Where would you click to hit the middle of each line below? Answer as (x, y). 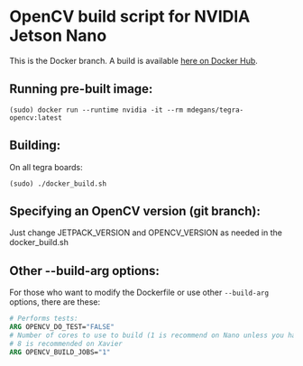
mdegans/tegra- (215, 110)
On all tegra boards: (46, 167)
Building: (35, 146)
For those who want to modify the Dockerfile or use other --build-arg (139, 293)
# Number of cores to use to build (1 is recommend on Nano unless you (147, 335)
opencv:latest (36, 118)
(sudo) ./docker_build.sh (58, 183)
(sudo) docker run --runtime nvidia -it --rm (96, 110)
